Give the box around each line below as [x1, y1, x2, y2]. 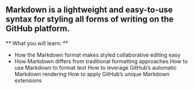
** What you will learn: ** [5, 39, 69, 47]
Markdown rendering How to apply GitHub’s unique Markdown [14, 70, 170, 78]
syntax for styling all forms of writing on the [5, 14, 174, 25]
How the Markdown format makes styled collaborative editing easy [14, 51, 181, 58]
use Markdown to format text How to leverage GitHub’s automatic [14, 64, 177, 71]
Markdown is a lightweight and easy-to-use [5, 5, 173, 15]
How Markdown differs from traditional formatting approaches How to [14, 57, 188, 65]
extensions [14, 76, 42, 84]
